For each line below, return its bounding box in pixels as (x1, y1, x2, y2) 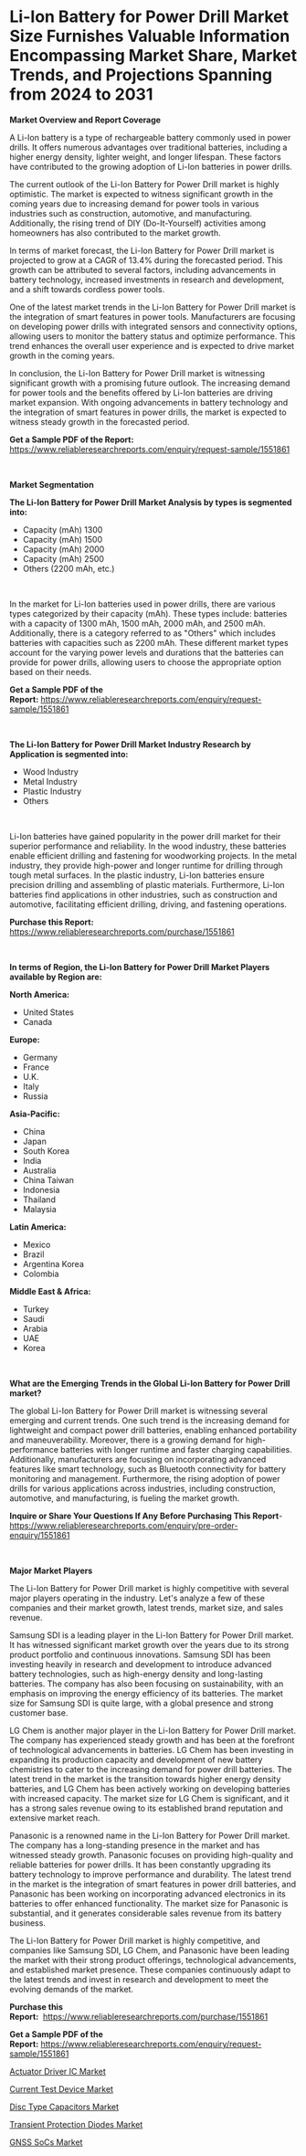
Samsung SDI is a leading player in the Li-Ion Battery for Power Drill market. (9, 1629, 294, 1641)
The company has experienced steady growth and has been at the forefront (9, 1734, 295, 1746)
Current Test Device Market (9, 2083, 114, 2094)
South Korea (22, 1145, 70, 1157)
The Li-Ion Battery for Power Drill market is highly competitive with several (9, 1582, 290, 1593)
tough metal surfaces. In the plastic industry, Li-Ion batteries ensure (9, 870, 265, 881)
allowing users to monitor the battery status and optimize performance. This (9, 331, 296, 342)
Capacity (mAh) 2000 (22, 544, 105, 555)
